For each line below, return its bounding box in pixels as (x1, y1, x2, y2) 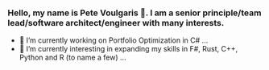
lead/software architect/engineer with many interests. (7, 17, 225, 28)
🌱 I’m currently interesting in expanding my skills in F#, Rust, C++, (19, 44, 238, 54)
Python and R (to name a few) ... (19, 52, 126, 63)
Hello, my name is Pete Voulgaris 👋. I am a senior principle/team (7, 7, 262, 19)
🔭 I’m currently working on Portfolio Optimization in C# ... (19, 35, 209, 45)
